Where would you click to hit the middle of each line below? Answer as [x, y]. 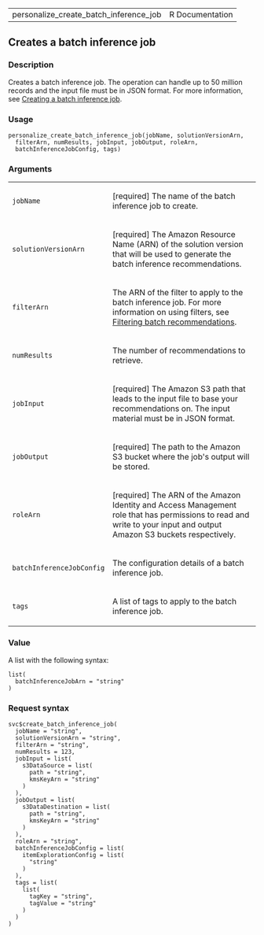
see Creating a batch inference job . [65, 98]
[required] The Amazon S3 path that [179, 389]
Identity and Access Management [175, 505]
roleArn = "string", [49, 841]
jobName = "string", [49, 731]
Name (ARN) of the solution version [178, 245]
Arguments [30, 168]
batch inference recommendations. [177, 264]
